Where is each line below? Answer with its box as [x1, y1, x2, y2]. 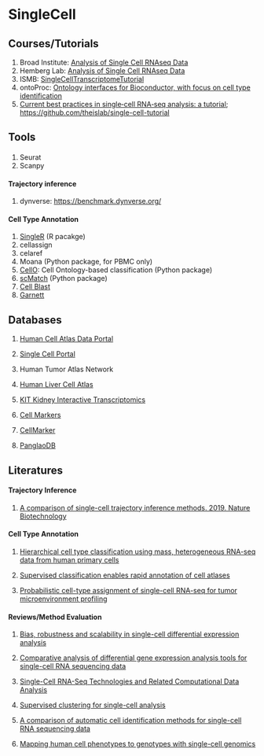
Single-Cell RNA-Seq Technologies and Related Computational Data [19, 677, 240, 686]
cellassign [19, 240, 53, 249]
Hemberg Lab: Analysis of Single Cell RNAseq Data [19, 66, 185, 76]
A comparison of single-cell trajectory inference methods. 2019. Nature [19, 503, 251, 512]
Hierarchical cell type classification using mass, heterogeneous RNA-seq [19, 547, 256, 556]
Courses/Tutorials [8, 37, 100, 50]
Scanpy [19, 160, 45, 170]
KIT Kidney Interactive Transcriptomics [19, 395, 146, 404]
